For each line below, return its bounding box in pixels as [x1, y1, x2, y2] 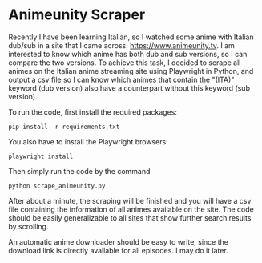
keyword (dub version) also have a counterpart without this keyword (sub [8, 83, 251, 93]
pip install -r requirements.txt [8, 123, 120, 131]
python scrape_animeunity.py [8, 182, 106, 190]
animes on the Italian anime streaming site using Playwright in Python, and [8, 66, 254, 75]
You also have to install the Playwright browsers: [8, 136, 168, 146]
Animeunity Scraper [8, 6, 146, 24]
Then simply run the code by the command [8, 166, 151, 176]
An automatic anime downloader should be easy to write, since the [8, 237, 228, 246]
